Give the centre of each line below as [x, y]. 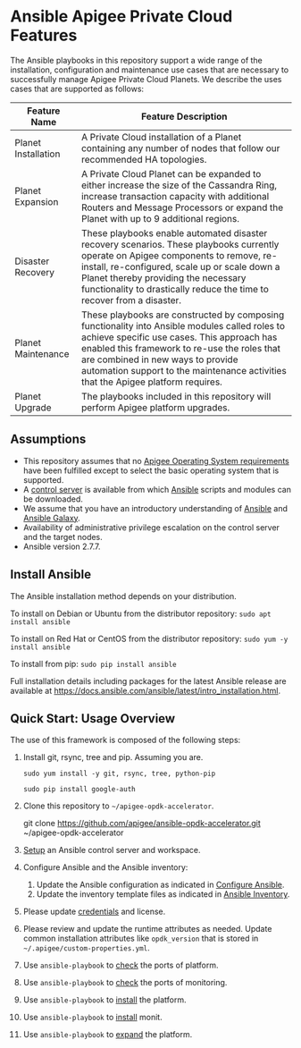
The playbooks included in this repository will [176, 396]
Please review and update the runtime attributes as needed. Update [147, 929]
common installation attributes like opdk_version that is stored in [141, 938]
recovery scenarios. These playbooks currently [180, 244]
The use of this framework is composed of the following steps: [125, 740]
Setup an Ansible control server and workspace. [112, 850]
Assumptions [48, 439]
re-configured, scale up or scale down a [195, 266]
